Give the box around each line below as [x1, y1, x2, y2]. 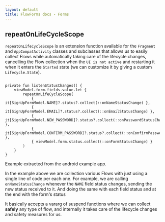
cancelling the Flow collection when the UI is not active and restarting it [5, 59, 155, 65]
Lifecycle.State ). [5, 70, 41, 75]
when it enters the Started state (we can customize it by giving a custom [5, 64, 152, 70]
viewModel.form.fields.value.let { [14, 87, 87, 93]
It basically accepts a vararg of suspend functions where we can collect [5, 201, 151, 207]
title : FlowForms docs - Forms [5, 12, 69, 17]
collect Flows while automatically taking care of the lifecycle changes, [5, 54, 146, 60]
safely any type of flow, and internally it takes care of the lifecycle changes [5, 206, 157, 212]
